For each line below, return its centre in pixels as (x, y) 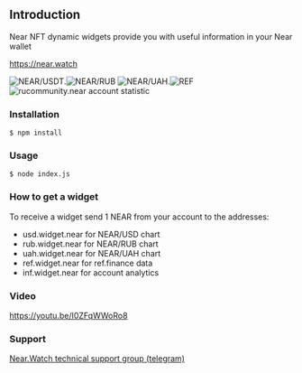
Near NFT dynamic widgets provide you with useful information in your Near (151, 36)
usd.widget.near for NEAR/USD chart (91, 234)
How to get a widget (54, 197)
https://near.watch (44, 63)
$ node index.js (40, 174)
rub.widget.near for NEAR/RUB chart (91, 244)
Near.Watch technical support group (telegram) (97, 359)
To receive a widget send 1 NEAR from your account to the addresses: (139, 217)
